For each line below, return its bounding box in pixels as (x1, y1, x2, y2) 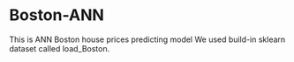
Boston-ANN (9, 5, 104, 25)
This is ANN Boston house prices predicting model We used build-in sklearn (9, 34, 286, 45)
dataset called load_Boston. (9, 43, 110, 53)
